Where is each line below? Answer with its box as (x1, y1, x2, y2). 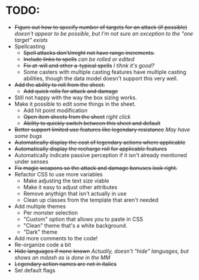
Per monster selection (23, 209, 78, 216)
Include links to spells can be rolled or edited (23, 55, 135, 63)
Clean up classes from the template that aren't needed (23, 196, 159, 204)
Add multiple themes (14, 202, 66, 210)
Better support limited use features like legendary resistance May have (14, 126, 191, 133)
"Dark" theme (23, 228, 58, 235)
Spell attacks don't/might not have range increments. (23, 49, 155, 56)
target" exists (14, 36, 48, 43)
